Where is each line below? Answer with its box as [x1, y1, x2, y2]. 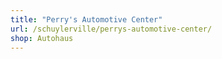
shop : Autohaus [10, 33, 74, 43]
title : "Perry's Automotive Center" [10, 14, 163, 25]
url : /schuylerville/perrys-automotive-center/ [10, 24, 213, 34]
